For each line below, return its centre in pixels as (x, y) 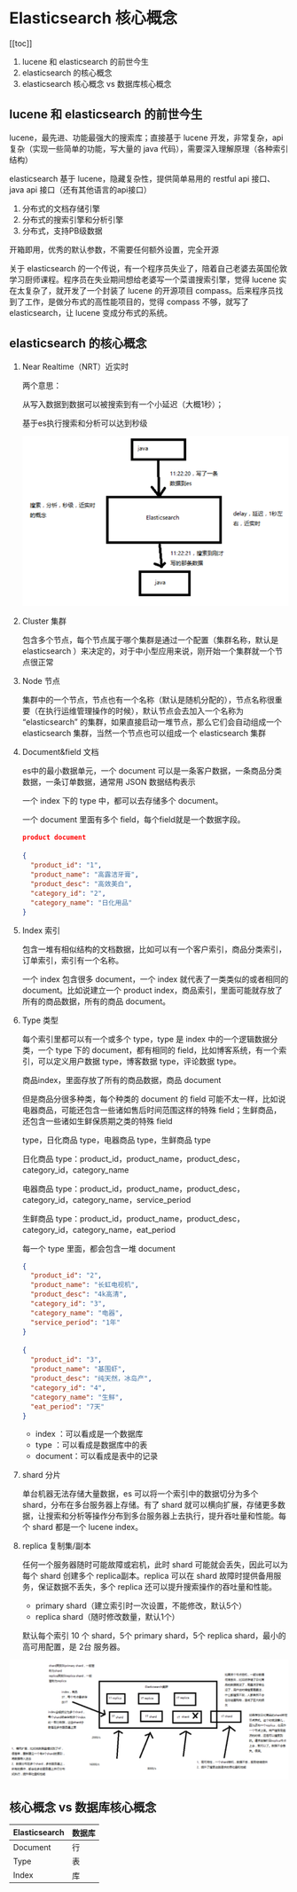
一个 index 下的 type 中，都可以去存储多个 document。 (122, 800)
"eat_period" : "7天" (67, 1407)
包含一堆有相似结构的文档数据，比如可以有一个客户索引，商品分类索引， (154, 949)
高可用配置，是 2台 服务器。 (74, 1647)
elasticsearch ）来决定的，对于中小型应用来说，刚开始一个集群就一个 (148, 651)
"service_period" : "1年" (76, 1323)
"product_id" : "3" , (66, 1360)
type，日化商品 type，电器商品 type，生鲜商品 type (116, 1140)
